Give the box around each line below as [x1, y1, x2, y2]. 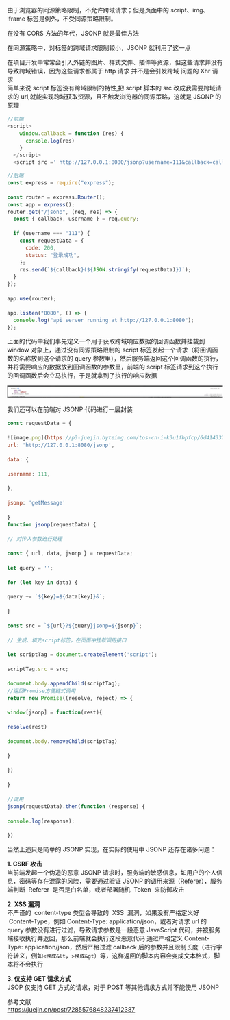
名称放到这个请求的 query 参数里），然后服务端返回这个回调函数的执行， [18, 354, 222, 363]
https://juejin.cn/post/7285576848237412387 [7, 1006, 136, 1014]
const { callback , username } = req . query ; [13, 215, 139, 223]
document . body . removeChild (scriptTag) [7, 738, 118, 745]
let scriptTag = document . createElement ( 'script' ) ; [7, 651, 157, 658]
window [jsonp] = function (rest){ [7, 709, 103, 716]
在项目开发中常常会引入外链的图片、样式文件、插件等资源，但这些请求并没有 [7, 58, 223, 66]
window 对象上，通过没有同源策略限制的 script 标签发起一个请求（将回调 [7, 345, 212, 354]
